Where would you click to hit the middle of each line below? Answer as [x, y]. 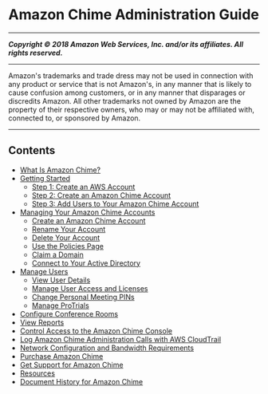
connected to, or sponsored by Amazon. [75, 118]
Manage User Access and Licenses [90, 288]
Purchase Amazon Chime [61, 356]
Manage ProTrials [60, 305]
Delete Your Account [66, 238]
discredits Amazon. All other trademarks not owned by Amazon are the [125, 100]
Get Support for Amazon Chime [71, 364]
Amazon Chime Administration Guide [134, 15]
